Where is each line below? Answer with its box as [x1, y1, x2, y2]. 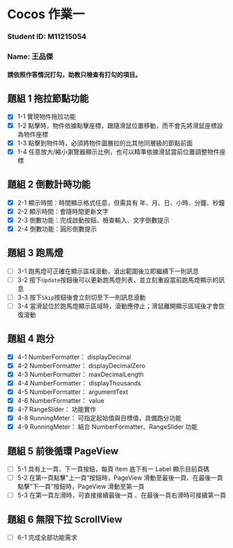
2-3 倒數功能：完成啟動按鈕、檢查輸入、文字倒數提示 [17, 215, 170, 224]
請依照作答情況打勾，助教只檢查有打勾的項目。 [7, 70, 141, 79]
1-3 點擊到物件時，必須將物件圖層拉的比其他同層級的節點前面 [17, 139, 193, 147]
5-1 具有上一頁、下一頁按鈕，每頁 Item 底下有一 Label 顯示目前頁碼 [17, 465, 210, 473]
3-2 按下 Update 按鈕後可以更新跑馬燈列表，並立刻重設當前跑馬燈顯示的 [17, 275, 219, 284]
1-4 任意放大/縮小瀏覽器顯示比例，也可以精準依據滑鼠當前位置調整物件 [17, 147, 220, 155]
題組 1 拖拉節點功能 [7, 93, 89, 105]
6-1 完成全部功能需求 [17, 533, 78, 541]
